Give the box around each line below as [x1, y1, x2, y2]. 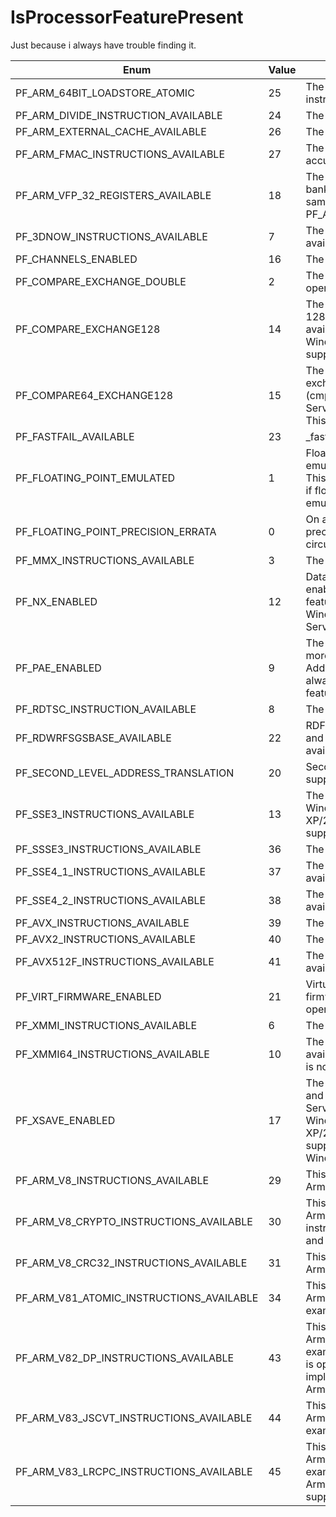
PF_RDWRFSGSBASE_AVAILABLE [15, 731, 172, 745]
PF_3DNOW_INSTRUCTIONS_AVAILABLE [15, 229, 208, 243]
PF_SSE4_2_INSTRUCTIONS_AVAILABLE [15, 893, 207, 907]
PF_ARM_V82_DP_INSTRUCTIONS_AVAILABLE [15, 1351, 235, 1365]
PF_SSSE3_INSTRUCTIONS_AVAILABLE [15, 842, 202, 856]
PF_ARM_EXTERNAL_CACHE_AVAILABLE [15, 124, 207, 138]
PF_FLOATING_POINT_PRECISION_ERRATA [15, 524, 217, 538]
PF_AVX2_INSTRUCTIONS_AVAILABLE [15, 932, 197, 946]
